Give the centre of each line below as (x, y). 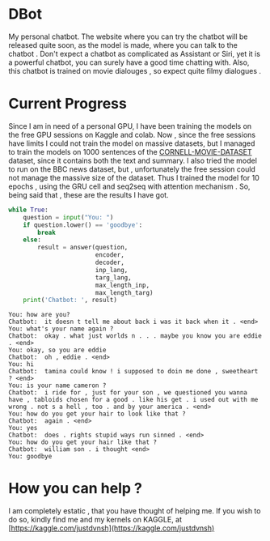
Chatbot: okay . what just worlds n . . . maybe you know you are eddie (135, 336)
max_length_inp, (122, 285)
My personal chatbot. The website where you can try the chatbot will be (128, 36)
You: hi (21, 364)
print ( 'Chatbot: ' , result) (70, 300)
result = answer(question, (83, 248)
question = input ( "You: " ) (68, 217)
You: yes (23, 428)
